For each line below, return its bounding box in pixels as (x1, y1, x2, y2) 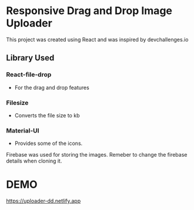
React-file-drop (6, 70, 52, 79)
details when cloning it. (6, 157, 62, 165)
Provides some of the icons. (14, 140, 83, 147)
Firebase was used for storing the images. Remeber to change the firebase (6, 151, 188, 158)
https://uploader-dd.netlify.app (6, 198, 81, 205)
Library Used (6, 53, 55, 63)
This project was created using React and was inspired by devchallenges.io (6, 36, 189, 43)
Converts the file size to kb (14, 111, 80, 118)
